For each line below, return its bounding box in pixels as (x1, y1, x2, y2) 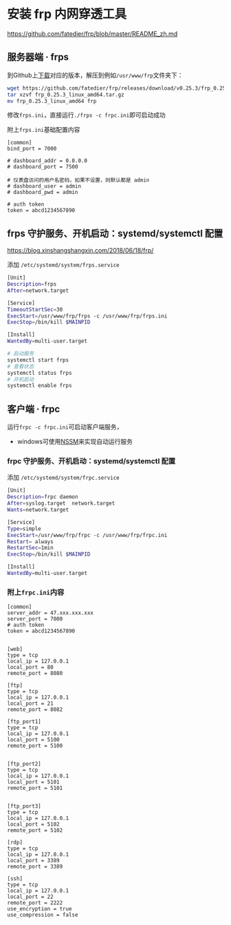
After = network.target (7, 287, 69, 294)
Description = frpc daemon (7, 494, 78, 500)
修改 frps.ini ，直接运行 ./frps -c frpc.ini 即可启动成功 (7, 111, 166, 119)
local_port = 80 (7, 664, 54, 671)
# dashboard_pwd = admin (7, 189, 78, 196)
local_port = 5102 (7, 821, 60, 828)
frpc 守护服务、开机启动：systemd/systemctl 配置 (7, 456, 176, 466)
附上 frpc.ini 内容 (7, 587, 65, 597)
